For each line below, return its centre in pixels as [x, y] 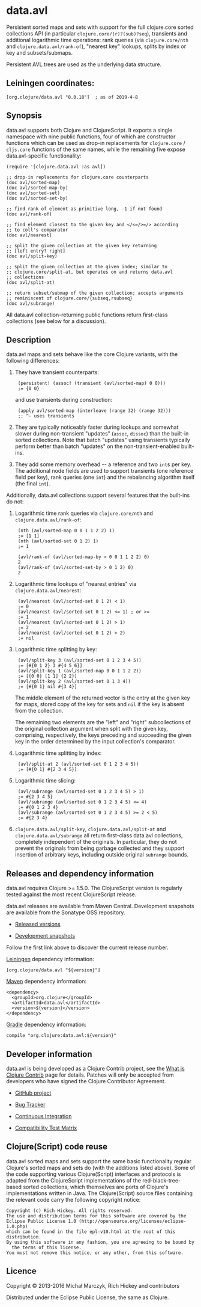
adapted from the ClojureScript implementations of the [73, 1180]
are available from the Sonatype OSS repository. [66, 912]
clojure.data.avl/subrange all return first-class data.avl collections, [99, 835]
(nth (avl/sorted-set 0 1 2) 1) [58, 541]
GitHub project [33, 1093]
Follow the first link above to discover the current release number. [88, 947]
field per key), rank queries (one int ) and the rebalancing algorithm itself [105, 477]
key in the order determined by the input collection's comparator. [95, 742]
